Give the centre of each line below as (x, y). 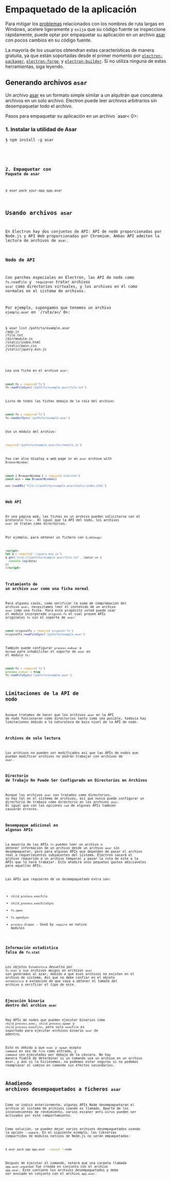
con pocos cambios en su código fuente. (49, 40)
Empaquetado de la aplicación (71, 10)
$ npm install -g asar (30, 140)
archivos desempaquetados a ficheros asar (63, 1089)
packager (15, 61)
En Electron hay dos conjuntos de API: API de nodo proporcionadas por (83, 231)
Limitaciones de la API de (42, 694)
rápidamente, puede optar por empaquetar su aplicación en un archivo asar (85, 34)
